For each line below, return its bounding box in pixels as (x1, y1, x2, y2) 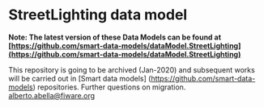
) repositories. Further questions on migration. (32, 82, 186, 92)
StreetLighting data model (8, 6, 188, 24)
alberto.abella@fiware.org (8, 90, 96, 100)
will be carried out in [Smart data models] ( (8, 73, 151, 83)
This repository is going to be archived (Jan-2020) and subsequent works (8, 64, 255, 74)
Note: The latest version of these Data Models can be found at (8, 32, 221, 42)
